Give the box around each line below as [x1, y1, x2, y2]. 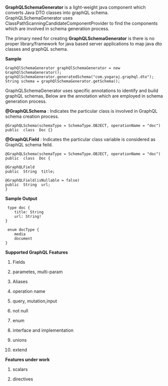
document [14, 236, 33, 241]
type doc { [7, 205, 30, 210]
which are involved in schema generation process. [5, 26, 110, 32]
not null [12, 308, 29, 314]
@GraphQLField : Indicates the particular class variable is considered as [5, 136, 156, 142]
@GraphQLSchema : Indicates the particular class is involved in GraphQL [5, 108, 158, 114]
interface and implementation [12, 327, 74, 333]
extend [12, 347, 28, 353]
